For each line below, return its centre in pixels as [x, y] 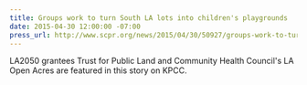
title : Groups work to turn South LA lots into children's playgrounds [148, 18]
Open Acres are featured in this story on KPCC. [98, 70]
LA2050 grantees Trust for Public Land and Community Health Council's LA [152, 61]
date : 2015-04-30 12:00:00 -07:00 [75, 27]
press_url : [30, 35]
